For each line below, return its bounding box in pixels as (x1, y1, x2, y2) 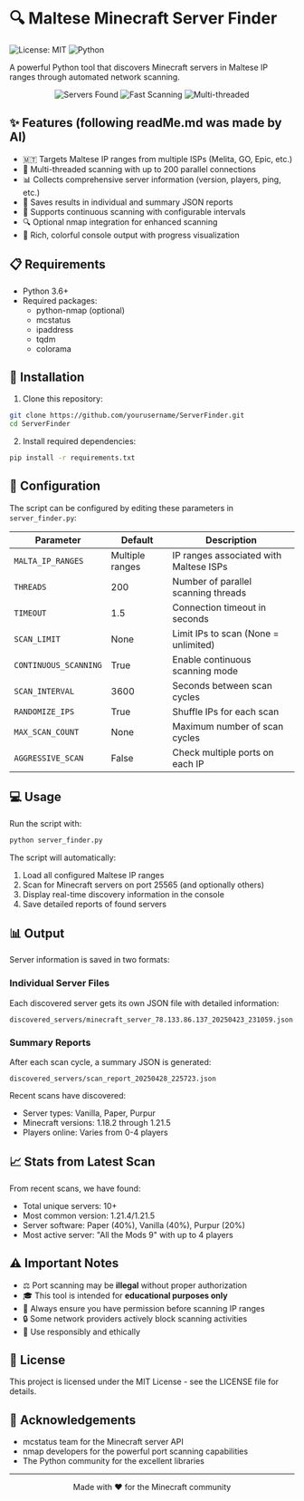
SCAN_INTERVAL (14, 686, 75, 696)
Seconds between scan (172, 679, 273, 692)
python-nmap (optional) (35, 305, 125, 315)
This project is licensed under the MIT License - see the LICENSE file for (9, 1376, 279, 1388)
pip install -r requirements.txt (9, 453, 136, 463)
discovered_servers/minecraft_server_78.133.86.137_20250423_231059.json (9, 1015, 294, 1024)
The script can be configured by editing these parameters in (9, 502, 233, 513)
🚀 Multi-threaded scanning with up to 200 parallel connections (22, 163, 256, 174)
